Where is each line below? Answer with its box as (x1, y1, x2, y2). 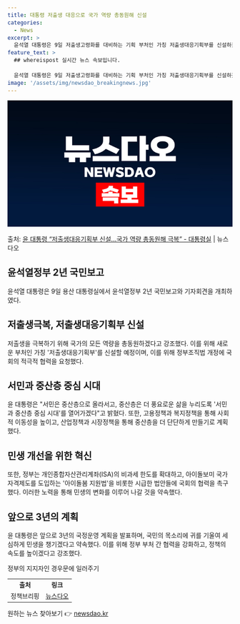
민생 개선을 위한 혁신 (7, 450, 92, 462)
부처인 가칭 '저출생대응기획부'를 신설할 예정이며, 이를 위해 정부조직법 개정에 (14, 348, 225, 356)
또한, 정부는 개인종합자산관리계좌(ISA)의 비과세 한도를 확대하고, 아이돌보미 (7, 470, 215, 478)
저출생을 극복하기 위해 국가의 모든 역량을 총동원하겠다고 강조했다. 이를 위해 (7, 339, 216, 348)
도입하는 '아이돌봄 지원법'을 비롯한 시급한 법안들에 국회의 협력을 (38, 479, 216, 488)
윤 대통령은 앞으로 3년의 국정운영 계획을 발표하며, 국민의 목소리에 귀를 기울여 (7, 531, 221, 540)
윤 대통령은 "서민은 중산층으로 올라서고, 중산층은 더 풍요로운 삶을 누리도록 (7, 400, 213, 408)
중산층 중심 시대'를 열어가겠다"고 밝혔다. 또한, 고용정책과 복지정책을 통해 (14, 409, 216, 418)
